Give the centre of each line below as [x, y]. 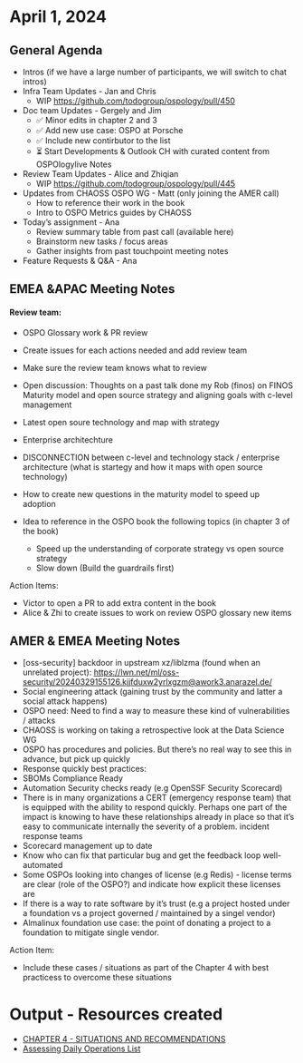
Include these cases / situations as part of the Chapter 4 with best [146, 968]
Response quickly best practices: [84, 769]
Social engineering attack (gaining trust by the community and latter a [152, 692]
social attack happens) [65, 701]
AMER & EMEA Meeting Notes [95, 641]
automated [43, 865]
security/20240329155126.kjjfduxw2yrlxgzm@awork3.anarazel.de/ [147, 682]
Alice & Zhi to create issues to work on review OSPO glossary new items [157, 612]
